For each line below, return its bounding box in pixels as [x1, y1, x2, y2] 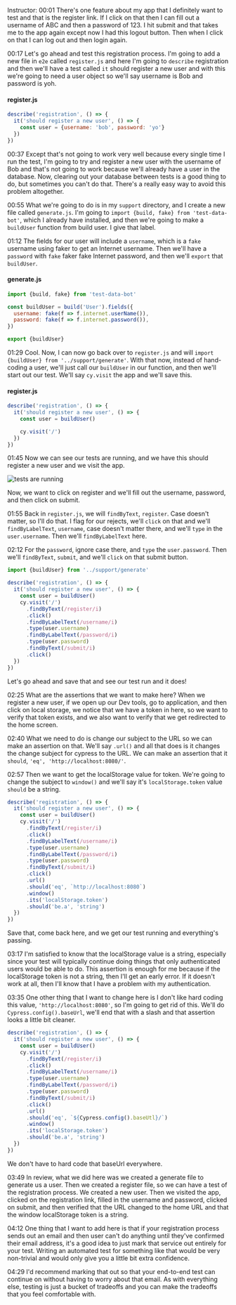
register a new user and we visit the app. [7, 461, 125, 470]
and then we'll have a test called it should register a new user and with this [7, 65, 226, 72]
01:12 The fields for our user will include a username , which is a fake [7, 237, 202, 245]
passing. [7, 936, 32, 945]
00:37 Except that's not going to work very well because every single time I [7, 150, 225, 158]
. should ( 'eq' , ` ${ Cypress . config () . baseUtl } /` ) [25, 1114, 169, 1121]
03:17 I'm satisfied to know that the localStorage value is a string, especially [7, 950, 227, 958]
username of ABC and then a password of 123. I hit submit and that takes [7, 21, 219, 29]
